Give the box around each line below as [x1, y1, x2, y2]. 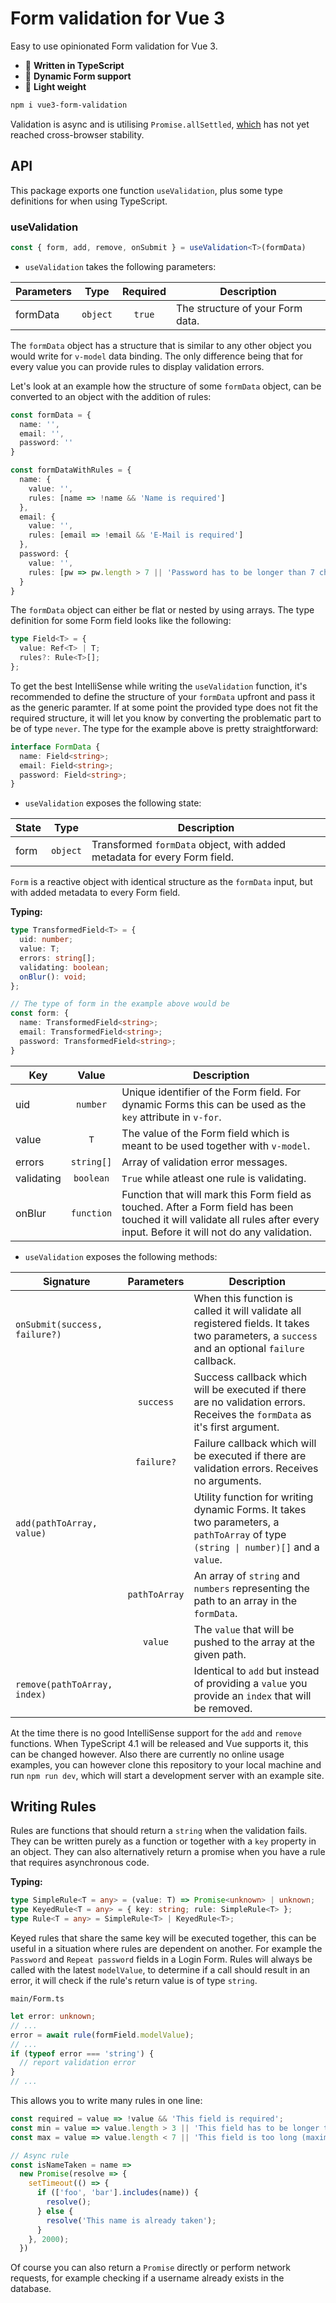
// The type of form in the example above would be [10, 999, 230, 1009]
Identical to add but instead [193, 1663, 320, 1677]
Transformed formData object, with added [91, 838, 287, 852]
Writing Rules [10, 1798, 97, 1816]
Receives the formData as [193, 1407, 312, 1421]
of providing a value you [193, 1676, 308, 1690]
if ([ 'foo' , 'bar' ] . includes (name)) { [36, 2188, 199, 2198]
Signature [42, 1274, 91, 1288]
